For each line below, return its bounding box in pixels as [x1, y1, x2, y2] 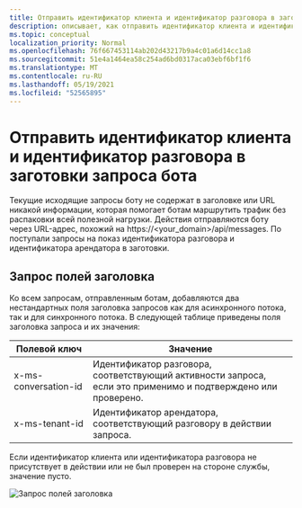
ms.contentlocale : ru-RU [9, 72, 102, 81]
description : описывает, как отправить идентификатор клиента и [9, 22, 255, 31]
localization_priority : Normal [9, 38, 127, 48]
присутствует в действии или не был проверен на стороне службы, [9, 461, 271, 472]
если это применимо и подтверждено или [93, 380, 278, 393]
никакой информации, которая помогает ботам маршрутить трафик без [9, 204, 287, 216]
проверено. [93, 392, 144, 405]
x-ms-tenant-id [13, 417, 84, 430]
